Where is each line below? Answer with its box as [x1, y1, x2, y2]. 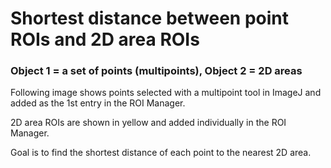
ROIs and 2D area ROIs [10, 28, 200, 51]
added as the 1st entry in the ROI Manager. [10, 97, 186, 109]
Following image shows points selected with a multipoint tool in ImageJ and [10, 87, 322, 99]
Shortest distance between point [10, 7, 289, 30]
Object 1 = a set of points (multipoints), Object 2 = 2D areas [10, 64, 303, 78]
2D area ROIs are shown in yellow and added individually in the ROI [10, 117, 287, 129]
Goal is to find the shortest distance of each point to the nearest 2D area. [10, 147, 312, 159]
